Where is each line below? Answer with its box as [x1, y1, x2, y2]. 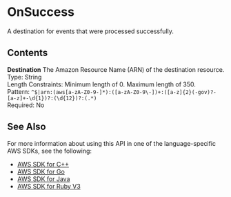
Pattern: [7, 87, 30, 95]
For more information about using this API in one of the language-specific [7, 139, 216, 147]
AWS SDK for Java [17, 174, 70, 183]
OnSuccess [7, 4, 74, 20]
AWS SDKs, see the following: [7, 147, 92, 155]
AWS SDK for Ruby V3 [17, 182, 81, 190]
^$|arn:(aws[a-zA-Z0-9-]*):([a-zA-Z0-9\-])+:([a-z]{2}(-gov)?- [30, 88, 217, 95]
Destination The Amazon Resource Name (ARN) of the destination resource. [7, 65, 225, 73]
